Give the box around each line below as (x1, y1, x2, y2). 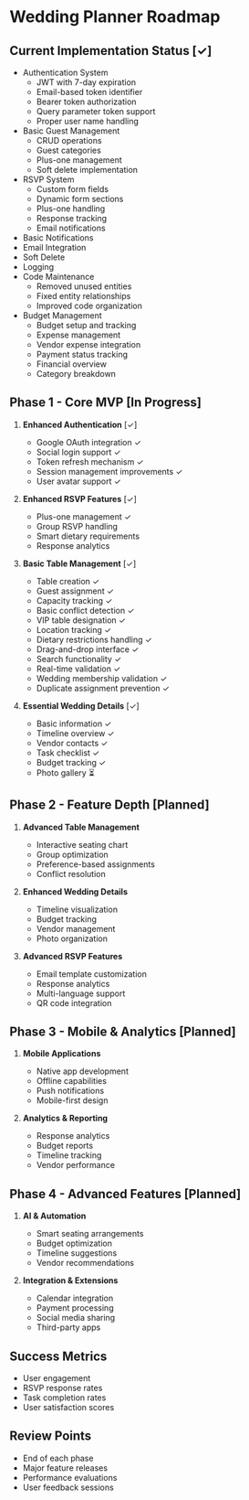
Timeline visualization (36, 904, 119, 915)
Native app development (36, 1066, 130, 1077)
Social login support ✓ (36, 446, 121, 457)
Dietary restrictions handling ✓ (36, 634, 152, 645)
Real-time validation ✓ (36, 663, 121, 674)
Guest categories (36, 145, 102, 155)
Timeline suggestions (36, 1248, 118, 1259)
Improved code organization (36, 300, 143, 311)
